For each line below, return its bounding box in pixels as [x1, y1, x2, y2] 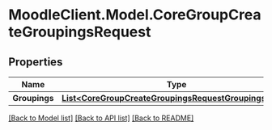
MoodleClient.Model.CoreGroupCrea [8, 6, 261, 24]
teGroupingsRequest [8, 23, 151, 41]
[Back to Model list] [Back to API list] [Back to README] [8, 113, 194, 123]
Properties [8, 55, 63, 69]
